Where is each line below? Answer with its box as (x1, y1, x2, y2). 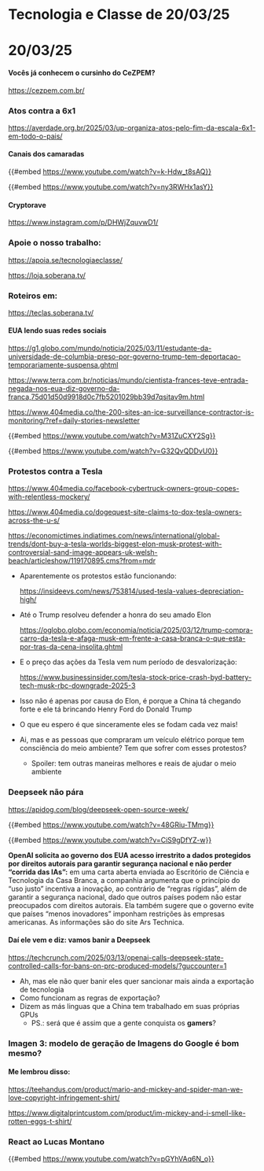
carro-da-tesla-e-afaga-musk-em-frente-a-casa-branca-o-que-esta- (19, 634, 246, 643)
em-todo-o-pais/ (8, 131, 63, 141)
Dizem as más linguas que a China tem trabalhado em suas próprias (19, 1001, 240, 1010)
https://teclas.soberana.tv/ (8, 308, 94, 317)
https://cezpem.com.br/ (8, 85, 85, 95)
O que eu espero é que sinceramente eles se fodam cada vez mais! (19, 720, 238, 730)
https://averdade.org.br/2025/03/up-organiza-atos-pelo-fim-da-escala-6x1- (8, 123, 256, 132)
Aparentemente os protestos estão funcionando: (19, 571, 177, 581)
